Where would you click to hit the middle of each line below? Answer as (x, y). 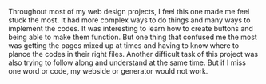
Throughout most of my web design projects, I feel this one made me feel (129, 12)
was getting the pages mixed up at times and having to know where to (124, 46)
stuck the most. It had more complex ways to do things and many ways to (129, 20)
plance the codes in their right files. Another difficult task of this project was (133, 54)
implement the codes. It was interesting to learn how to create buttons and (131, 28)
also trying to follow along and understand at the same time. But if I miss (127, 62)
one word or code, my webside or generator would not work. (108, 71)
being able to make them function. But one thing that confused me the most (133, 37)
